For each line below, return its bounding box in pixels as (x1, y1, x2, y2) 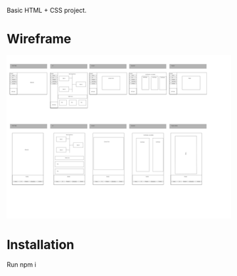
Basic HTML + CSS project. (6, 6, 87, 14)
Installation (6, 237, 75, 253)
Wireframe (6, 31, 72, 47)
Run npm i (6, 260, 36, 269)
